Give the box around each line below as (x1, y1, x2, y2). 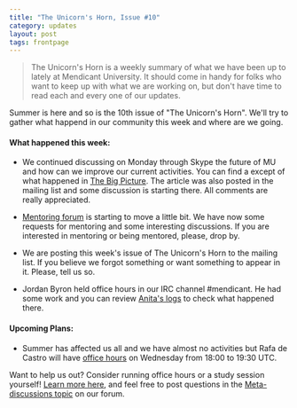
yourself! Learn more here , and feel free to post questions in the (9, 379, 244, 389)
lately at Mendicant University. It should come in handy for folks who (30, 72, 282, 82)
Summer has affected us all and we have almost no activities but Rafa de (21, 342, 288, 353)
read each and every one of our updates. (30, 90, 181, 101)
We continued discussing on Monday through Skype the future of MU (21, 157, 277, 168)
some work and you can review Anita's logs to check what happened (21, 294, 275, 304)
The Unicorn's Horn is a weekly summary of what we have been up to (30, 62, 286, 73)
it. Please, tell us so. (21, 267, 96, 278)
